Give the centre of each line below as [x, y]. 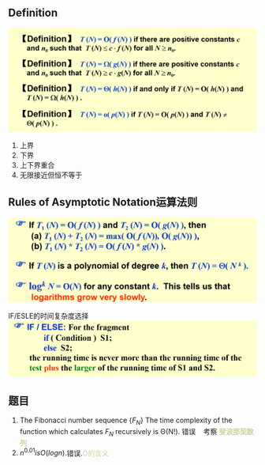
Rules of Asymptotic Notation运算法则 [103, 202]
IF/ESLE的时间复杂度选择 [49, 316]
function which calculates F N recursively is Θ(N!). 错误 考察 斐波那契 [133, 432]
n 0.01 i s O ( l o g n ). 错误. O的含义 [64, 452]
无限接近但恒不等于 [51, 175]
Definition [33, 13]
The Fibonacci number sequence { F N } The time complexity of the [126, 421]
